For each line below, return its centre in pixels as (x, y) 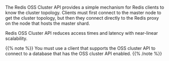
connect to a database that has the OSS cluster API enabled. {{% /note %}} (84, 53)
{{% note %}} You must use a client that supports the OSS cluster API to (80, 48)
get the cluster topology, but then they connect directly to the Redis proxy (82, 18)
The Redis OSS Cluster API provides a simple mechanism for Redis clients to (85, 7)
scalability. (16, 38)
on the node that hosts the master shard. (48, 23)
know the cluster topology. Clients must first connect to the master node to (83, 13)
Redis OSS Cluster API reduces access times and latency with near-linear (82, 33)
